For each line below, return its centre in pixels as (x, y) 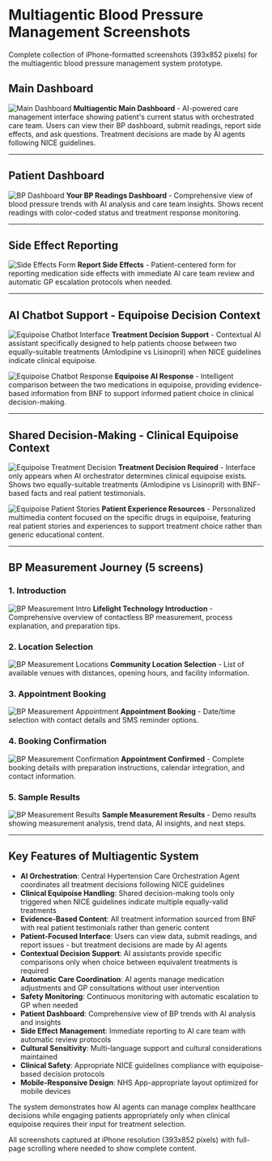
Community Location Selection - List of (177, 664)
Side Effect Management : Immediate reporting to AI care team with (133, 1031)
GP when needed (49, 1005)
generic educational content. (56, 535)
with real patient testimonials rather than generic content (115, 927)
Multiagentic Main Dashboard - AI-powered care (156, 108)
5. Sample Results (45, 797)
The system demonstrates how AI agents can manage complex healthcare (132, 1107)
